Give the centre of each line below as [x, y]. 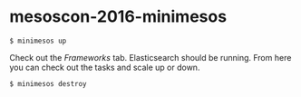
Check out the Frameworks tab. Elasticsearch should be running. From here [150, 57]
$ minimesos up [38, 41]
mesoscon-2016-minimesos [118, 17]
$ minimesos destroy [49, 83]
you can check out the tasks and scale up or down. [105, 67]
